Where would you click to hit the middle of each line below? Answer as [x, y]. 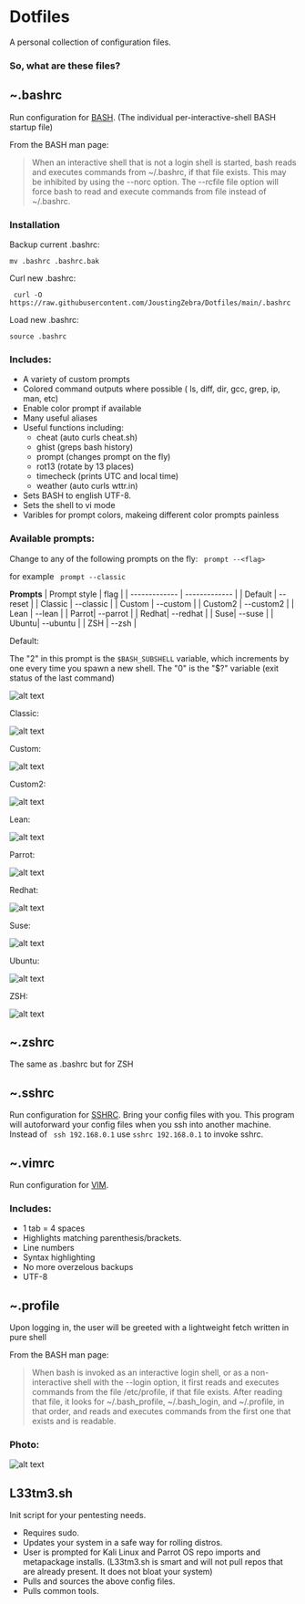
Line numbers [48, 1248]
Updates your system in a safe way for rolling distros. [122, 1543]
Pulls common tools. [61, 1591]
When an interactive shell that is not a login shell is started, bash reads [164, 162]
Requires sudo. [51, 1533]
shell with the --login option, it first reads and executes [176, 1382]
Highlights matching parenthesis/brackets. [102, 1238]
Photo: [25, 1445]
